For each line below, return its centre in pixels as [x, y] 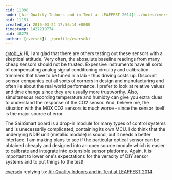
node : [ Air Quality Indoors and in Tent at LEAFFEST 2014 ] [70, 15]
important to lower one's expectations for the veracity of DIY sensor [77, 156]
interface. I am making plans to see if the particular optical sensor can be [82, 140]
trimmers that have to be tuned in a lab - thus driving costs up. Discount [81, 75]
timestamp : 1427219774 [29, 29]
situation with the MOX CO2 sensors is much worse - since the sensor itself [85, 108]
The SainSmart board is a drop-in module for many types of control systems [86, 123]
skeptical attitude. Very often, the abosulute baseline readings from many [83, 59]
